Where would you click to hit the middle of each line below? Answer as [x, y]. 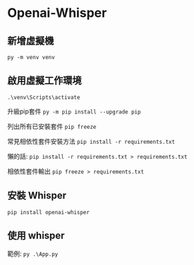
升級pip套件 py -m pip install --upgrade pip [74, 111]
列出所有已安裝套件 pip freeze [52, 126]
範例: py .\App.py [33, 254]
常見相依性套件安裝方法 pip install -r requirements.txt [91, 141]
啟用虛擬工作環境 [44, 81]
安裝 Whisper [37, 196]
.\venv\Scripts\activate [44, 97]
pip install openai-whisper [49, 212]
